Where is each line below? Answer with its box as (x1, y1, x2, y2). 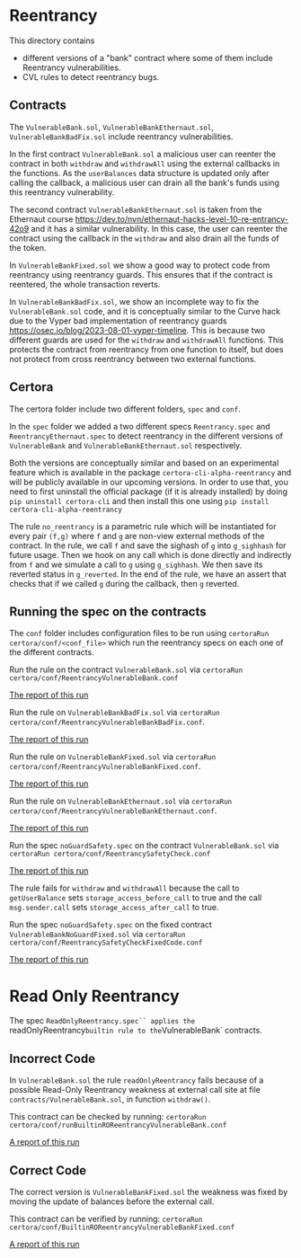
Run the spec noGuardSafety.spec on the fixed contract (9, 919, 213, 930)
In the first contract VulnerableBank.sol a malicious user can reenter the (9, 148, 277, 159)
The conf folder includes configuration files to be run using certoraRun (9, 628, 270, 639)
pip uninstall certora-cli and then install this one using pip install (9, 495, 270, 506)
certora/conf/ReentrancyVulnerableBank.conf (9, 674, 179, 683)
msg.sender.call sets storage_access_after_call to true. (9, 902, 219, 913)
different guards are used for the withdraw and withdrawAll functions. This (9, 334, 285, 345)
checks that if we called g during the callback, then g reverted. (9, 578, 240, 589)
